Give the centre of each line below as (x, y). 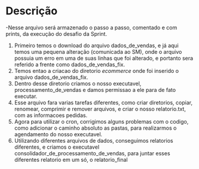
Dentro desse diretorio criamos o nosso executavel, (78, 83)
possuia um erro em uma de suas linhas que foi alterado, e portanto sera (104, 58)
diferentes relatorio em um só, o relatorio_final (71, 159)
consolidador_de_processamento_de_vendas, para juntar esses (92, 153)
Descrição (32, 11)
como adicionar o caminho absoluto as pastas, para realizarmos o (95, 128)
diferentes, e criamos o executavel (57, 147)
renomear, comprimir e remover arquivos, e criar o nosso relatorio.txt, (100, 109)
